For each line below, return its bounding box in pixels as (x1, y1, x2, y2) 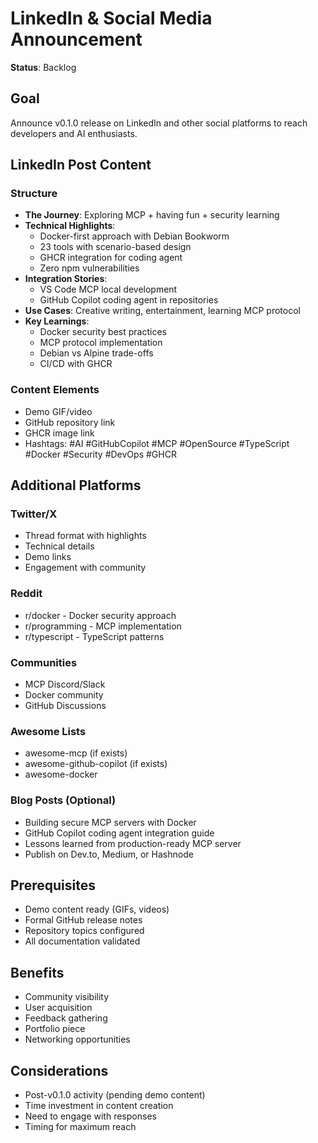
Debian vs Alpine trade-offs (39, 347, 154, 359)
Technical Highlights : (24, 220, 116, 232)
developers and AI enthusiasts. (10, 127, 138, 139)
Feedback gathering (24, 1012, 108, 1024)
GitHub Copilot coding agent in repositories (39, 294, 219, 306)
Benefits (10, 964, 65, 981)
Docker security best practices (39, 326, 167, 338)
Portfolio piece (24, 1023, 86, 1035)
